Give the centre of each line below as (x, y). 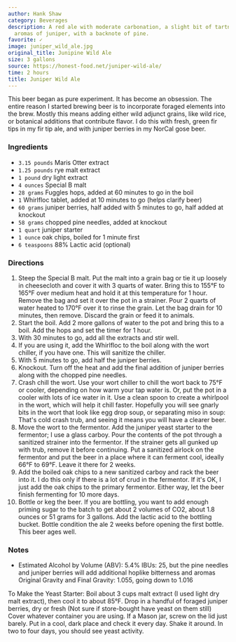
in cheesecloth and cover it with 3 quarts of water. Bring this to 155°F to (121, 285)
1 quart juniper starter (50, 230)
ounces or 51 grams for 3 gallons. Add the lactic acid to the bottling (115, 516)
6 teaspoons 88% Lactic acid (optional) (74, 244)
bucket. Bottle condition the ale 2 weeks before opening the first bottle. (121, 524)
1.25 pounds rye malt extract (59, 170)
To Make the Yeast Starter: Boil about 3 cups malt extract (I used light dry (114, 594)
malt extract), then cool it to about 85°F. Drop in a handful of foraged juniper (118, 601)
